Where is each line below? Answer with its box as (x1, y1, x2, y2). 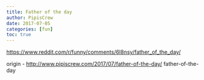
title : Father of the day (6, 9, 72, 15)
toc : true (6, 32, 32, 38)
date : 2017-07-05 (6, 20, 51, 26)
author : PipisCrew (6, 15, 53, 21)
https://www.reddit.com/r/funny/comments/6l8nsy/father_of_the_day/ (6, 48, 181, 56)
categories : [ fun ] (6, 26, 53, 32)
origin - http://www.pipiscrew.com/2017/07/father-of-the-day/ (6, 60, 162, 68)
